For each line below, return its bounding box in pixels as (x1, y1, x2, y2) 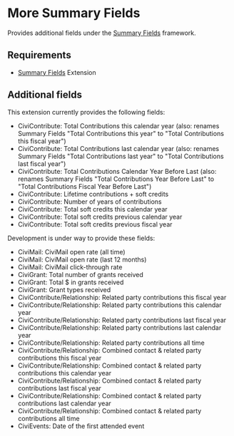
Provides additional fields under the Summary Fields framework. (7, 28, 196, 37)
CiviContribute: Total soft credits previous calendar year (17, 212, 183, 221)
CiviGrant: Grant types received (17, 285, 111, 294)
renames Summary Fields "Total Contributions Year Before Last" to (17, 175, 215, 183)
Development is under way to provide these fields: (7, 234, 156, 242)
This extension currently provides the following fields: (7, 108, 166, 116)
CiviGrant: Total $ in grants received (17, 278, 124, 286)
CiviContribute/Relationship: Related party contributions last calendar (17, 323, 222, 332)
